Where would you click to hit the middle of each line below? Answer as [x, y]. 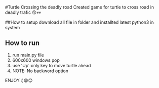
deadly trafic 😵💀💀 [23, 12]
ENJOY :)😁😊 [19, 80]
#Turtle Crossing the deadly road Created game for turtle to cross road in [79, 7]
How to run [22, 43]
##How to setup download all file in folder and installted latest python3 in [79, 22]
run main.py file [28, 55]
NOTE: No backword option [40, 71]
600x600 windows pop [36, 60]
